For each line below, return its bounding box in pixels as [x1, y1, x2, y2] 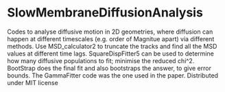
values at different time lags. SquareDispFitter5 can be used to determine [7, 49, 214, 58]
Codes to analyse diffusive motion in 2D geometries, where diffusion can [7, 27, 213, 36]
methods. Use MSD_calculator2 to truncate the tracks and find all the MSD [7, 42, 217, 50]
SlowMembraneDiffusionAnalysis [7, 5, 204, 21]
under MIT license [7, 78, 58, 87]
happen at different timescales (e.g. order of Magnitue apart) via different [7, 34, 215, 43]
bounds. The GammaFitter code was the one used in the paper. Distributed [7, 71, 218, 80]
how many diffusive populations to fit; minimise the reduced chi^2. [7, 56, 195, 65]
